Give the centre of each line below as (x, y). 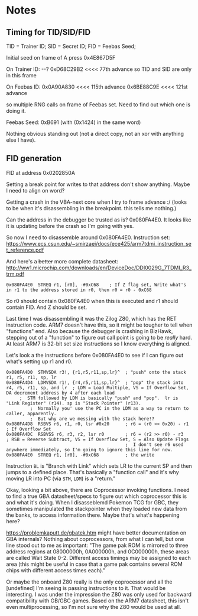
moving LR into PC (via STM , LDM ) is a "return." (61, 478)
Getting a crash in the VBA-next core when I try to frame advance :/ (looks (97, 202)
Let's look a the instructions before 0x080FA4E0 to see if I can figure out (95, 355)
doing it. (16, 111)
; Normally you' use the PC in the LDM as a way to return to (109, 408)
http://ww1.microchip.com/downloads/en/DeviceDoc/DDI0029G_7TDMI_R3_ (99, 268)
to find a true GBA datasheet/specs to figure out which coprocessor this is (97, 496)
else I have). (21, 140)
